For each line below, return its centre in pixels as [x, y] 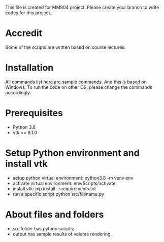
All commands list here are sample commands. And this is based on [76, 82]
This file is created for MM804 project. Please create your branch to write [82, 7]
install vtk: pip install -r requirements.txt [54, 188]
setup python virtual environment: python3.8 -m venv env [73, 178]
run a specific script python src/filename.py [58, 194]
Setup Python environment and [72, 153]
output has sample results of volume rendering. [62, 234]
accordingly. [18, 92]
